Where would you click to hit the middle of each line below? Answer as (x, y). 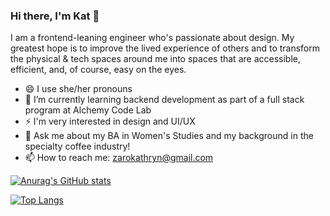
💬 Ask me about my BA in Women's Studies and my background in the (169, 136)
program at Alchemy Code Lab (88, 110)
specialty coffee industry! (77, 146)
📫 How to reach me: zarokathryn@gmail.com (119, 158)
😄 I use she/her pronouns (78, 89)
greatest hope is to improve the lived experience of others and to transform (165, 48)
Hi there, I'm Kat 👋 (55, 16)
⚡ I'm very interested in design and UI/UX (110, 121)
